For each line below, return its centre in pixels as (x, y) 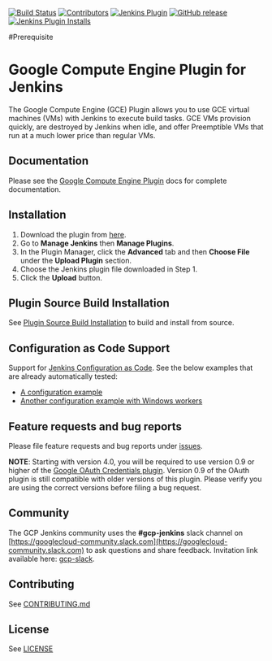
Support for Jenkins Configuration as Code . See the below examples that (131, 368)
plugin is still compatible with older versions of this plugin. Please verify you (135, 479)
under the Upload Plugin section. (76, 260)
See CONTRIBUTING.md (50, 604)
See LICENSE (31, 649)
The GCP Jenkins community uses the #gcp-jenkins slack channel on (126, 533)
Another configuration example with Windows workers (111, 401)
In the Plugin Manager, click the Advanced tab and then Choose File (135, 251)
